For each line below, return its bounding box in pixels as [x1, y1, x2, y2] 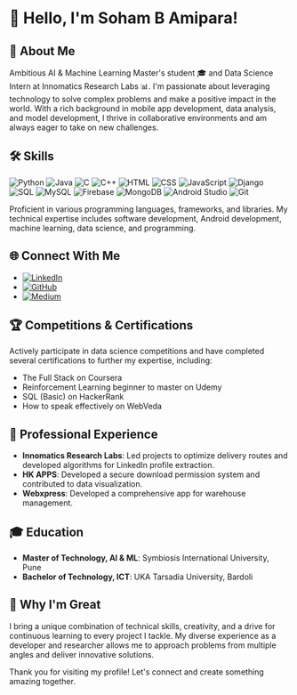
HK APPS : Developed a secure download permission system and [21, 469, 261, 480]
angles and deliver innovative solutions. [9, 649, 154, 659]
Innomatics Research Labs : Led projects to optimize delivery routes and [21, 450, 288, 461]
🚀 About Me [9, 44, 76, 59]
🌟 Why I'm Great [9, 597, 101, 612]
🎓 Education [9, 524, 84, 539]
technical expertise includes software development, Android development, [9, 213, 282, 223]
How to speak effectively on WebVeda [21, 400, 163, 412]
